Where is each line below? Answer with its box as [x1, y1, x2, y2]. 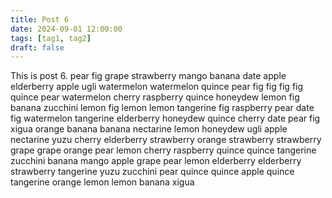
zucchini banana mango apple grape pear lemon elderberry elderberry [10, 155, 302, 167]
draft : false [10, 42, 65, 53]
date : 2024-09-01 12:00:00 [10, 24, 123, 34]
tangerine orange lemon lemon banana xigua [10, 176, 195, 188]
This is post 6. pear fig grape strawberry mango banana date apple [10, 70, 287, 82]
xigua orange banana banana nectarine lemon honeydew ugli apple [10, 123, 288, 135]
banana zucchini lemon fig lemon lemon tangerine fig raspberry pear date [10, 102, 315, 114]
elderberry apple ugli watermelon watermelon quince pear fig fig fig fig [10, 81, 304, 93]
